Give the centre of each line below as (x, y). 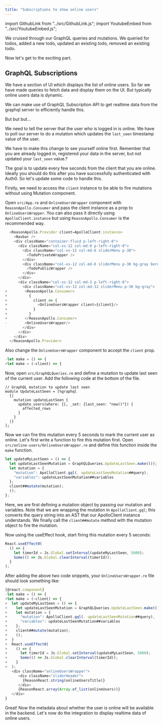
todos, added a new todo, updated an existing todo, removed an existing (77, 43)
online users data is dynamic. (34, 95)
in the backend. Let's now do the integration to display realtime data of (76, 713)
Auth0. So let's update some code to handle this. (54, 179)
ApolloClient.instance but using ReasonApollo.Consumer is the (67, 218)
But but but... (18, 119)
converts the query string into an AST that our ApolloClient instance (73, 515)
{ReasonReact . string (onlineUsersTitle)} (64, 680)
